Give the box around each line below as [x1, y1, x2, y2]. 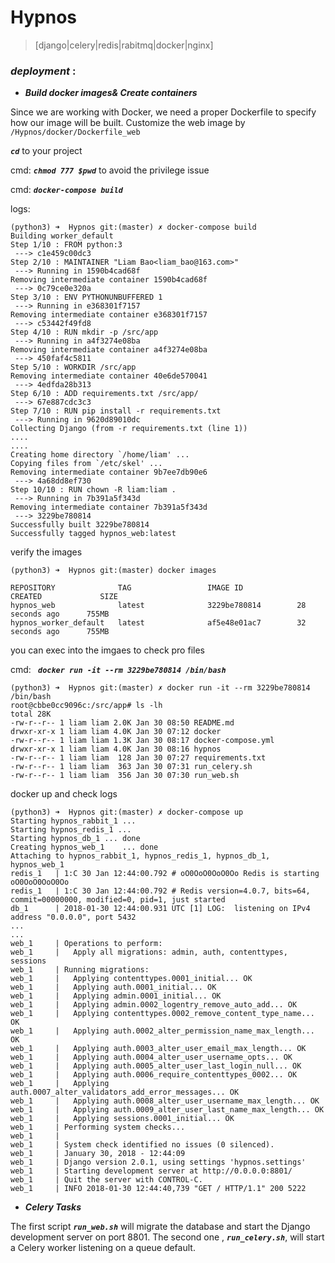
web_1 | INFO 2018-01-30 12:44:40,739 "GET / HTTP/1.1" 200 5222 [10, 1184, 307, 1194]
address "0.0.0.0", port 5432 [10, 912, 137, 923]
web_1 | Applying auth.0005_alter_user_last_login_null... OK [10, 1061, 302, 1071]
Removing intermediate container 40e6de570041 [10, 371, 208, 381]
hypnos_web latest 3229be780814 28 [10, 601, 307, 611]
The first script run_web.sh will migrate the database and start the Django [10, 1221, 311, 1233]
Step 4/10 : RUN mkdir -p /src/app [10, 327, 159, 338]
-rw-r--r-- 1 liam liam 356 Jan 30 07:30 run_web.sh [10, 771, 240, 781]
